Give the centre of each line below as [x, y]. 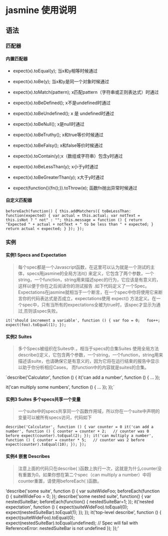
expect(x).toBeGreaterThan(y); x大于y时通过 [58, 177]
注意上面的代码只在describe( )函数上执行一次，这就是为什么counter [87, 468]
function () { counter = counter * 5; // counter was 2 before [75, 440]
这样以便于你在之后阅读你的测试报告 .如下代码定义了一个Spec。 [83, 286]
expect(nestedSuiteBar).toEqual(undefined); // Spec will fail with [72, 523]
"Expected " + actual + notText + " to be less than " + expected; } [80, 224]
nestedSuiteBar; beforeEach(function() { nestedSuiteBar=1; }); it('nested [80, 501]
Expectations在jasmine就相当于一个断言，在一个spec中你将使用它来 [88, 292]
